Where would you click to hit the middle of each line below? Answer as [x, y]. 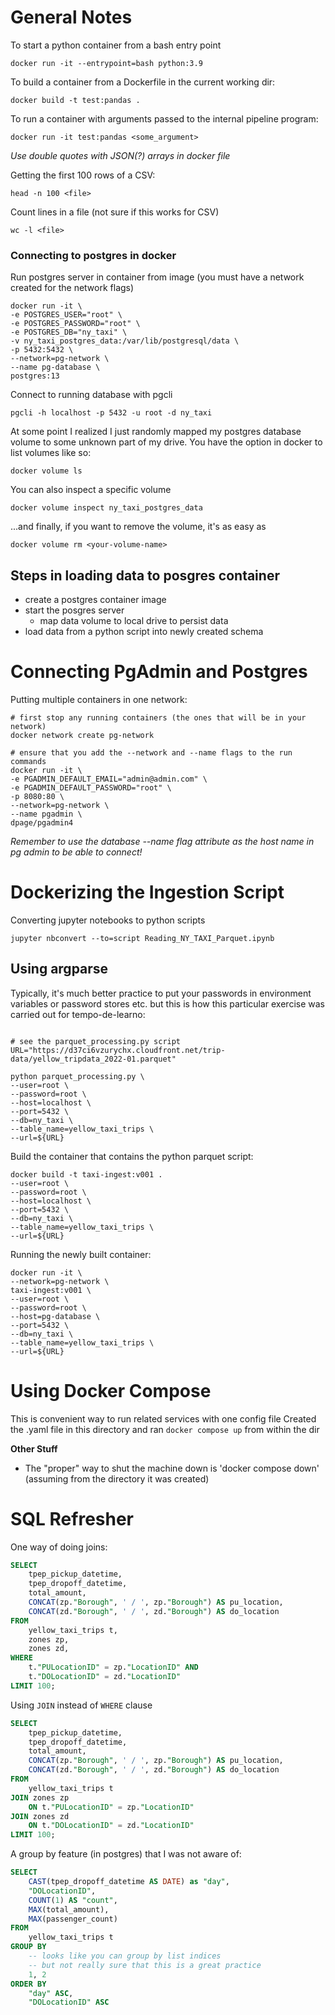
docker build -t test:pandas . [75, 100]
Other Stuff [34, 1448]
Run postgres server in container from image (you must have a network [157, 277]
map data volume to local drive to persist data [134, 621]
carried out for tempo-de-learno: [78, 1014]
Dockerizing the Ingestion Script [147, 892]
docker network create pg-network [82, 735]
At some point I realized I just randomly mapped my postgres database [156, 432]
